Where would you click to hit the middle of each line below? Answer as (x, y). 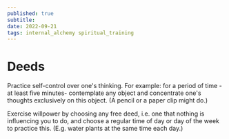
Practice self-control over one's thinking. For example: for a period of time (112, 86)
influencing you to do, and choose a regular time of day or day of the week (113, 121)
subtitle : (21, 20)
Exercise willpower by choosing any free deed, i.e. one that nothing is (106, 114)
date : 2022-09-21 (32, 26)
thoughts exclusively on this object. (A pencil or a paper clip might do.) (108, 100)
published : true (30, 13)
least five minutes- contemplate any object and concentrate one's (108, 93)
